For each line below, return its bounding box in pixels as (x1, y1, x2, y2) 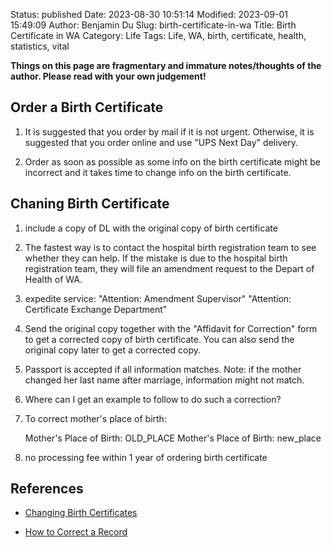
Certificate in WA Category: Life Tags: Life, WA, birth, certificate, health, (10, 30, 307, 41)
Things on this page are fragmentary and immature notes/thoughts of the (10, 60, 322, 71)
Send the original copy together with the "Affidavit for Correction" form (24, 322, 318, 334)
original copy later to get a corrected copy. (24, 344, 202, 356)
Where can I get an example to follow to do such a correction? (24, 393, 282, 405)
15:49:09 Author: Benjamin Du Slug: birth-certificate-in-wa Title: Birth (10, 19, 297, 31)
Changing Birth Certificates (24, 507, 138, 519)
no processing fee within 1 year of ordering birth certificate (24, 451, 268, 463)
